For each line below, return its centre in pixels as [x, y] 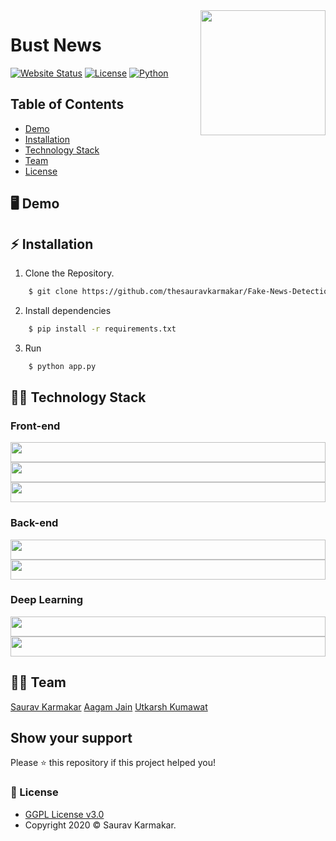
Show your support [71, 738]
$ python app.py [62, 366]
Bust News [56, 45]
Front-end [35, 426]
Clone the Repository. [69, 273]
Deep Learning [47, 600]
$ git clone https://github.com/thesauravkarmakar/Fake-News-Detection [180, 291]
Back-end [34, 523]
